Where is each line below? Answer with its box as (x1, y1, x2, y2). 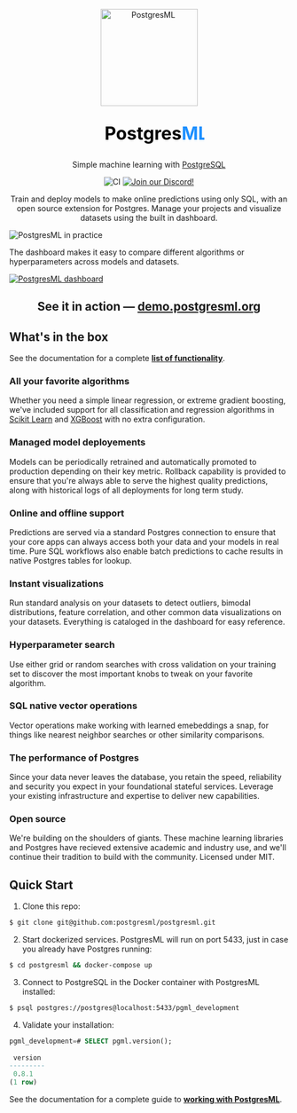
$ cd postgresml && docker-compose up (9, 961, 152, 970)
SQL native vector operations (9, 699, 137, 712)
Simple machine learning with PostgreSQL (72, 159, 226, 170)
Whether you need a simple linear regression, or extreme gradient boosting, (9, 395, 286, 406)
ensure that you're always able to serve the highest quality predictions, (9, 475, 269, 485)
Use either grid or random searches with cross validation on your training (9, 659, 277, 669)
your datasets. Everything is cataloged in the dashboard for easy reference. (9, 617, 285, 628)
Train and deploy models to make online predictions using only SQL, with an (10, 193, 288, 204)
